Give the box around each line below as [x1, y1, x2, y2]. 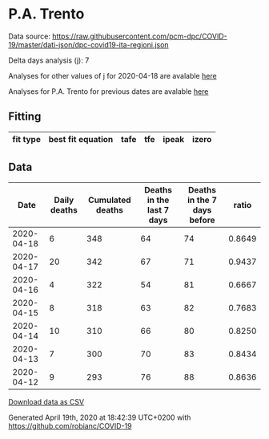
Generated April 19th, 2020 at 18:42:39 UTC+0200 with [8, 413, 191, 422]
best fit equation [48, 133, 114, 144]
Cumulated [87, 194, 131, 205]
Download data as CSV [8, 396, 85, 406]
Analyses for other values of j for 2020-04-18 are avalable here [8, 71, 218, 80]
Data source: [8, 31, 50, 41]
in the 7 [187, 194, 218, 205]
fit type [12, 133, 42, 144]
